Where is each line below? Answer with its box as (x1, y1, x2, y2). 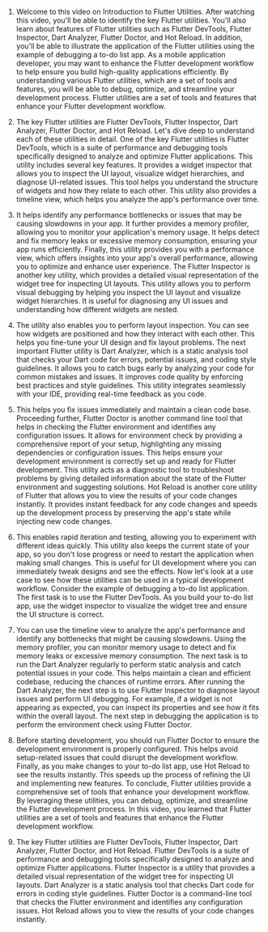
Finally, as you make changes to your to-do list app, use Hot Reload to (15, 761, 250, 771)
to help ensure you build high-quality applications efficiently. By (15, 67, 229, 76)
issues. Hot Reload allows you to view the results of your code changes (15, 906, 255, 915)
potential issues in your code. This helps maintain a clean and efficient (15, 668, 251, 678)
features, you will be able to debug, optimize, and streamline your (15, 84, 235, 94)
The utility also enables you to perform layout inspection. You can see (15, 320, 249, 330)
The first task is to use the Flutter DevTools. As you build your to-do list (15, 592, 253, 602)
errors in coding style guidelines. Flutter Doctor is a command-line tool (15, 889, 253, 898)
